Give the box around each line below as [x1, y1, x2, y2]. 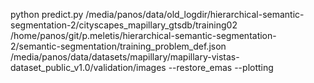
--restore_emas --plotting [168, 62, 274, 73]
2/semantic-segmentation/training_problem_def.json [10, 40, 227, 52]
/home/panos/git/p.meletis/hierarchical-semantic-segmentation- [10, 30, 277, 41]
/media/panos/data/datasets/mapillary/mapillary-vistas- [10, 51, 240, 63]
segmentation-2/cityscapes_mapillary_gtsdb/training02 [10, 19, 238, 31]
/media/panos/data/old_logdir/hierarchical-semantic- [85, 9, 305, 20]
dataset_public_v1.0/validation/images [10, 62, 167, 73]
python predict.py [10, 9, 84, 20]
